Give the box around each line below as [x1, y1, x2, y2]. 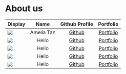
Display [7, 21, 25, 27]
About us [5, 3, 43, 14]
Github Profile [60, 21, 94, 27]
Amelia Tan [30, 29, 56, 36]
